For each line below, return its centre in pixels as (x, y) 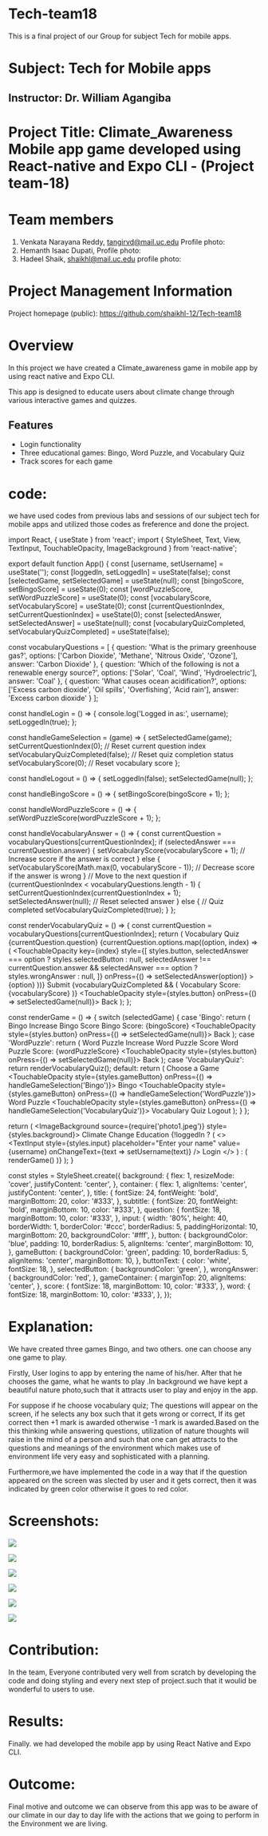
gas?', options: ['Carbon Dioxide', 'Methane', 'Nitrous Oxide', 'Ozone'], (123, 655)
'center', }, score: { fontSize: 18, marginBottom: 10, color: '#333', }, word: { (130, 1286)
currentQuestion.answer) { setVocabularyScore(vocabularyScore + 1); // (127, 850)
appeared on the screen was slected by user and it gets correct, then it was (132, 1480)
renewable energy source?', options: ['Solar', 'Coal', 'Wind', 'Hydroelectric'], (133, 673)
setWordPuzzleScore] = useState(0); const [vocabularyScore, (110, 598)
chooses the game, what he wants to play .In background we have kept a (128, 1382)
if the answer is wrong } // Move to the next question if (98, 876)
